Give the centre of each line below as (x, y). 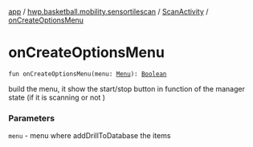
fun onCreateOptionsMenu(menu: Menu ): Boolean (88, 74)
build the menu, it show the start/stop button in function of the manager (126, 88)
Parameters (31, 118)
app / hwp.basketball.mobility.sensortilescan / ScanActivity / (108, 12)
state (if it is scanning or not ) (57, 97)
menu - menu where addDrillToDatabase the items (90, 136)
